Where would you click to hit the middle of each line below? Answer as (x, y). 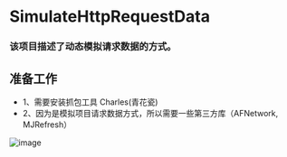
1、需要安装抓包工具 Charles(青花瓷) (90, 102)
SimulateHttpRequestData (110, 17)
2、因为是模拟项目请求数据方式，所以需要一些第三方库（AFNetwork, (150, 113)
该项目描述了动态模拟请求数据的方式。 (93, 47)
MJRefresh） (47, 125)
